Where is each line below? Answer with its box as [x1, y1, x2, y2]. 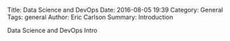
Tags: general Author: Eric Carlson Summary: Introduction [7, 13, 174, 21]
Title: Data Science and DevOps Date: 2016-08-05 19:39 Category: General [7, 6, 223, 14]
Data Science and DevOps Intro [7, 27, 98, 34]
